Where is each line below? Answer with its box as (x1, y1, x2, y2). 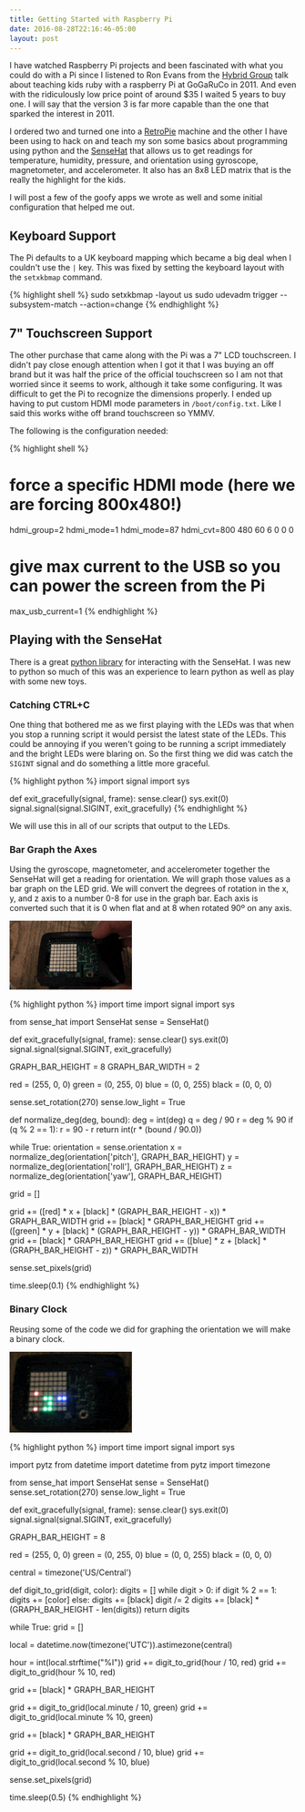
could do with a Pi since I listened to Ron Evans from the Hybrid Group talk (9, 69, 289, 81)
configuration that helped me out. (9, 201, 135, 213)
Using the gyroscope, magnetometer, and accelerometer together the (9, 864, 270, 875)
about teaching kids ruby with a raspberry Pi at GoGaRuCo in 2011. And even (9, 79, 297, 90)
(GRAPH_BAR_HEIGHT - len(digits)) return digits (9, 1604, 190, 1615)
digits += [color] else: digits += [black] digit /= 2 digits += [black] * (9, 1594, 259, 1605)
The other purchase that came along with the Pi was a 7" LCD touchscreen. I (9, 350, 297, 360)
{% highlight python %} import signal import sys (9, 775, 190, 786)
